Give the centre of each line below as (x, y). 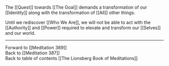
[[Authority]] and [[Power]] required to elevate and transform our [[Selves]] (83, 28)
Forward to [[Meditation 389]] (36, 48)
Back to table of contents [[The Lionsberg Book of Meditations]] (71, 58)
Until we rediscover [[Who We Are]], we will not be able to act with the (78, 22)
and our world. (20, 33)
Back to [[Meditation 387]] (32, 53)
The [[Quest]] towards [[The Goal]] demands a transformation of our (76, 7)
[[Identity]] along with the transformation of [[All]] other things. (70, 13)
